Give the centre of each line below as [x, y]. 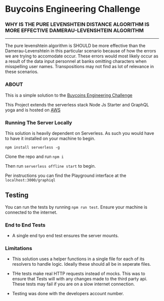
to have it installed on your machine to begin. [50, 139]
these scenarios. [22, 72]
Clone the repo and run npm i [34, 157]
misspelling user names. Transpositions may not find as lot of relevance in [80, 67]
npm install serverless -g [32, 148]
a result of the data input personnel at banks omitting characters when [76, 61]
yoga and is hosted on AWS [33, 110]
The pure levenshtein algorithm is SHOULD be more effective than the [75, 46]
